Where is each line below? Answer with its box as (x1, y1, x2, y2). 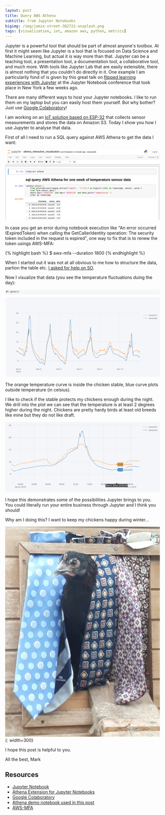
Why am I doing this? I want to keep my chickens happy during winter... (5, 516, 149, 522)
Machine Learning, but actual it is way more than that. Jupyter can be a (5, 53, 149, 59)
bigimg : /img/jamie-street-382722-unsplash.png (5, 24, 105, 29)
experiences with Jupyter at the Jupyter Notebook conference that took (5, 79, 151, 86)
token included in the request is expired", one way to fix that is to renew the (5, 235, 158, 241)
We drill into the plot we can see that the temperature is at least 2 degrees (5, 402, 155, 407)
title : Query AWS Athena (5, 13, 56, 18)
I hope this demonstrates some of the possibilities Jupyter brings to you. (5, 497, 152, 503)
